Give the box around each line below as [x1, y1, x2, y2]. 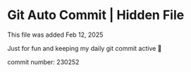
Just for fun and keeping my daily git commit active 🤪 [7, 44, 162, 52]
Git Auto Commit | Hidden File [7, 7, 185, 23]
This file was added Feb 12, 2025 [7, 30, 104, 39]
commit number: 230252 [7, 57, 80, 66]
